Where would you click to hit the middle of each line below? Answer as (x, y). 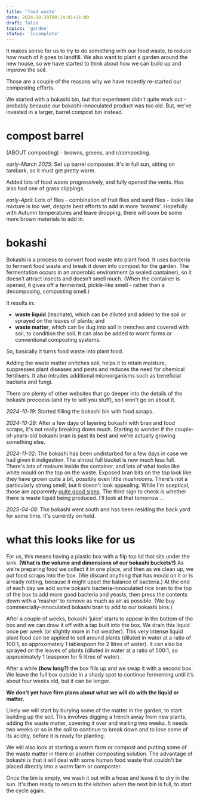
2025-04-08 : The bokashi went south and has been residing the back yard (98, 509)
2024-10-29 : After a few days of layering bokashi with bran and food (91, 423)
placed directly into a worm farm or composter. (64, 766)
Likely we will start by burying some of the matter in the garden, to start (94, 710)
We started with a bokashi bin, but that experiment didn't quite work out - (96, 100)
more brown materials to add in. (45, 219)
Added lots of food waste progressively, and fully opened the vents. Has (95, 182)
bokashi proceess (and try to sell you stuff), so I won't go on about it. (91, 400)
